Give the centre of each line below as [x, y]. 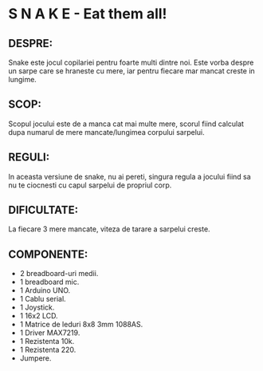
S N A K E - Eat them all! [88, 14]
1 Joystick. [37, 307]
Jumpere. [35, 358]
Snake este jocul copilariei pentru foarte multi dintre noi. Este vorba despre [131, 62]
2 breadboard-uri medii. [59, 274]
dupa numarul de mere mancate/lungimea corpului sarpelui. [106, 132]
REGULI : [29, 158]
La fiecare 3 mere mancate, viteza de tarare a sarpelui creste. [109, 229]
